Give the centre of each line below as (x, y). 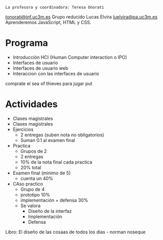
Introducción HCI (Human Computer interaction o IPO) (70, 57)
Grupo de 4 (33, 189)
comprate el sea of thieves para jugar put (49, 83)
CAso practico (28, 184)
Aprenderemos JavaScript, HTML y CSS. (48, 22)
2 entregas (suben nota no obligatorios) (62, 135)
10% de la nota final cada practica (56, 162)
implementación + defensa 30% (54, 200)
